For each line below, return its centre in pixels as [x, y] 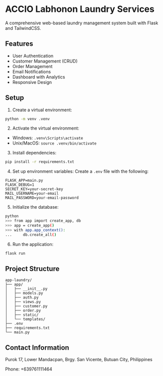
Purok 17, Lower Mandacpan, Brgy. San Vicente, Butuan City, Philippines [79, 360]
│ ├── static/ [22, 315]
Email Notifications [32, 72]
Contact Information [37, 347]
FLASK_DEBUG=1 [20, 185]
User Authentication [33, 56]
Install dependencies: [34, 153]
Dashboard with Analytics [39, 77]
